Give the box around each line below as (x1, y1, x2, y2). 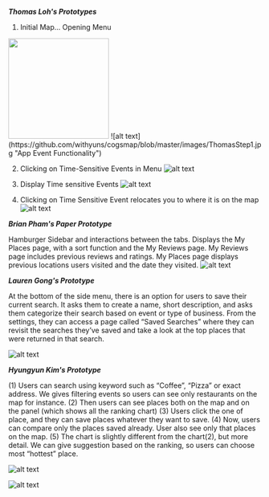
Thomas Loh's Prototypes (8, 7, 97, 16)
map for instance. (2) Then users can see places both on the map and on (8, 397, 251, 407)
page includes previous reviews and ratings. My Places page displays (8, 252, 238, 261)
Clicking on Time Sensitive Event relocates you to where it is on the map (19, 195, 259, 204)
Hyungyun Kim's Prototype (8, 365, 102, 374)
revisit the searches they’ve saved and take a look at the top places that (8, 325, 246, 335)
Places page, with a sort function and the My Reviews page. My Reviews (8, 243, 249, 252)
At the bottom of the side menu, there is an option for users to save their (8, 291, 247, 300)
